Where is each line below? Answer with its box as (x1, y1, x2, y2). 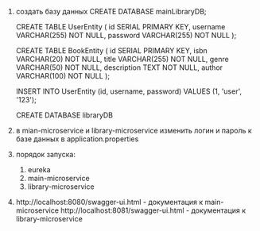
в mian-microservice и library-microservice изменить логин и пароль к (15, 126, 252, 135)
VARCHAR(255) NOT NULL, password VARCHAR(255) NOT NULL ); (15, 31, 237, 40)
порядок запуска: (15, 150, 76, 159)
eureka (27, 165, 51, 174)
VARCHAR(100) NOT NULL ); (15, 71, 110, 80)
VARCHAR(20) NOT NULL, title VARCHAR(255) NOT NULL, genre (15, 55, 229, 64)
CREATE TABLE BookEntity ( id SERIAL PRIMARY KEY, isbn (15, 46, 208, 55)
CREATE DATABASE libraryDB (15, 110, 114, 120)
